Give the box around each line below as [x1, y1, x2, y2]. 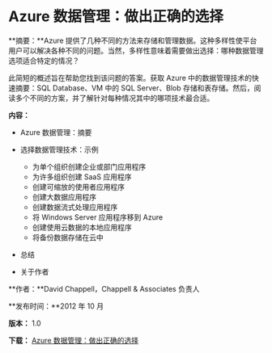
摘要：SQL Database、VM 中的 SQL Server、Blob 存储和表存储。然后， [15, 82, 254, 93]
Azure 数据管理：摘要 [19, 127, 92, 137]
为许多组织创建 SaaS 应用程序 [32, 171, 132, 182]
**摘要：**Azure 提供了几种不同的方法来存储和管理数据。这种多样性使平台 [8, 36, 257, 45]
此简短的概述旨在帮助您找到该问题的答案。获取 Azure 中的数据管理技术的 [8, 73, 253, 82]
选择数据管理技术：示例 [19, 145, 99, 154]
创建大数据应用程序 [32, 191, 97, 202]
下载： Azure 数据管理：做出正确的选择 [8, 335, 139, 345]
